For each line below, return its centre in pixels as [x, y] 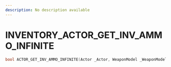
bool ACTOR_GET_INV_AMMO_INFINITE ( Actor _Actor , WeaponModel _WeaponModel [86, 59]
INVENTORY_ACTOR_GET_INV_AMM [84, 35]
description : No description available [48, 10]
